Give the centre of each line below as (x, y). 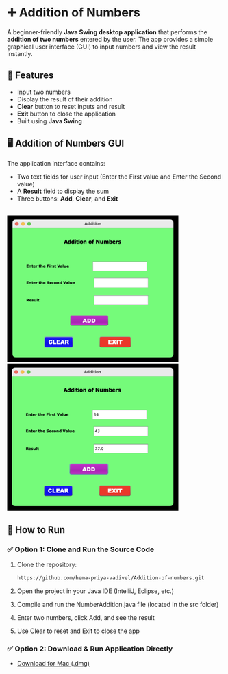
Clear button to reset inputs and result (71, 106)
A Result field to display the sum (63, 191)
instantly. (20, 53)
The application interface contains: (56, 163)
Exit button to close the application (66, 114)
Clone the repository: (47, 564)
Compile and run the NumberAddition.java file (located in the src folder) (118, 604)
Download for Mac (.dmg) (53, 663)
